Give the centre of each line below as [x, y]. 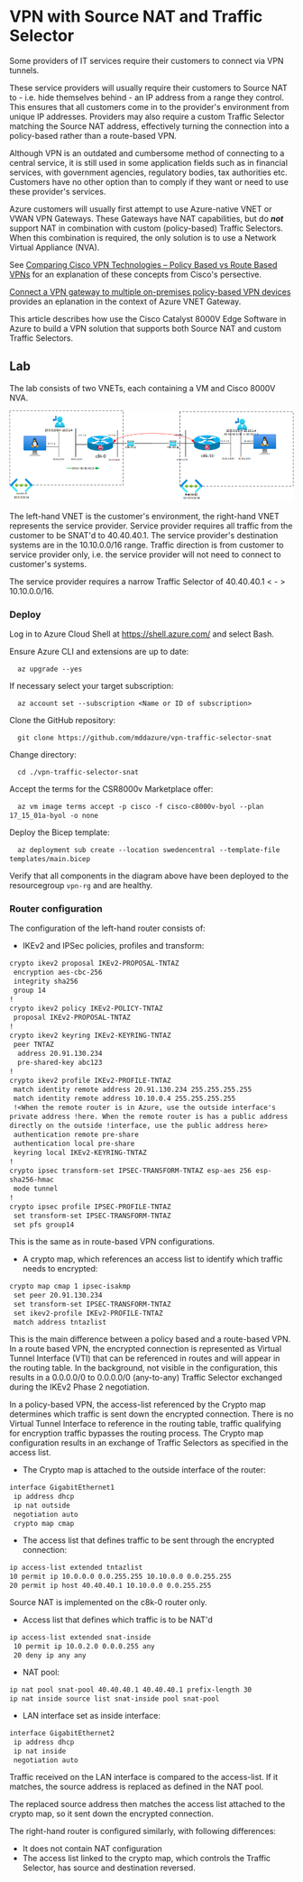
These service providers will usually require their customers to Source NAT [149, 87]
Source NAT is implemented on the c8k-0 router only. [108, 1602]
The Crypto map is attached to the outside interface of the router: [144, 1470]
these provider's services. [58, 191]
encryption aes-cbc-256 [58, 973]
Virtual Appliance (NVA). [55, 247]
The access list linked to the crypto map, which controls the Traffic [147, 1859]
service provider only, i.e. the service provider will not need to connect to [145, 554]
